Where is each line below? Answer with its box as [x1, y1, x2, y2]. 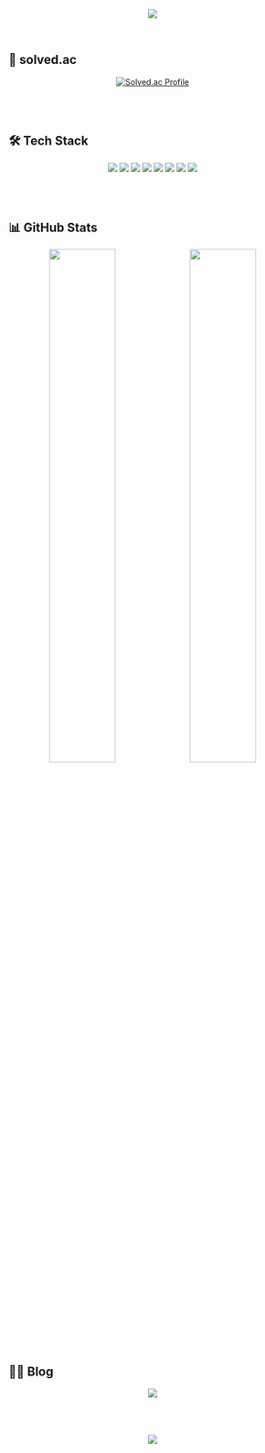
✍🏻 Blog [8, 1363, 54, 1379]
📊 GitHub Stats [8, 220, 98, 236]
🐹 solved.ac [8, 52, 77, 68]
